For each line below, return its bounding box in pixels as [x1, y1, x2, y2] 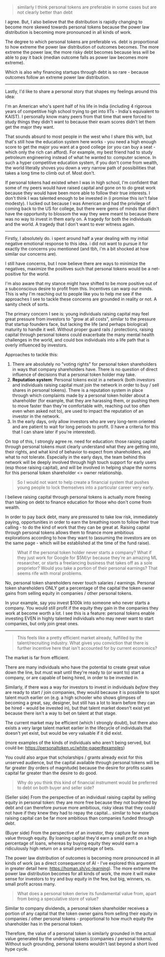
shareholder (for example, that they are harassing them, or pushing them [12, 398, 160, 403]
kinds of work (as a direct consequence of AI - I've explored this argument [5, 860, 156, 866]
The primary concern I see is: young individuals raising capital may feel [5, 311, 149, 317]
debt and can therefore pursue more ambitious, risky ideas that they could [5, 805, 156, 810]
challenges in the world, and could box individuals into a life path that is [5, 337, 150, 343]
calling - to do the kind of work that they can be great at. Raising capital [5, 525, 150, 530]
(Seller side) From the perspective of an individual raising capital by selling [5, 795, 156, 800]
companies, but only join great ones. [5, 621, 79, 626]
